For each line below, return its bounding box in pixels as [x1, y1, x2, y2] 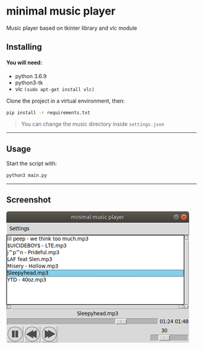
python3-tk [14, 79, 43, 86]
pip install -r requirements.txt [6, 109, 91, 116]
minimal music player [6, 4, 116, 18]
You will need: [6, 59, 42, 66]
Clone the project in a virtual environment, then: [6, 97, 125, 104]
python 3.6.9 [14, 72, 47, 80]
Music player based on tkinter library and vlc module [6, 24, 137, 32]
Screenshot [6, 195, 51, 205]
